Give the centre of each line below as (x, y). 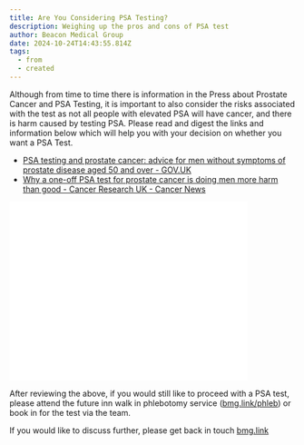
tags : (20, 52)
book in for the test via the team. (70, 412)
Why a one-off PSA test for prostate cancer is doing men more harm (150, 179)
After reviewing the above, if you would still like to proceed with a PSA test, (150, 393)
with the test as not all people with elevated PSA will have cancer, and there (151, 114)
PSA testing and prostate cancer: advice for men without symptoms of (154, 160)
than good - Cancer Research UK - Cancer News (114, 189)
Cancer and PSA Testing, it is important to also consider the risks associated (152, 104)
